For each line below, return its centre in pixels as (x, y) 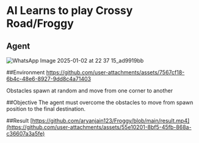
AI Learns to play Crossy (70, 11)
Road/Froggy (40, 23)
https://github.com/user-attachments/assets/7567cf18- (115, 72)
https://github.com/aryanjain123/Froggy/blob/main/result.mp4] (111, 120)
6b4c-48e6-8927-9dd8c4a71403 (49, 79)
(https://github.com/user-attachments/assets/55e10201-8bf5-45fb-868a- (99, 127)
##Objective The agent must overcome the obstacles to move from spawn (100, 102)
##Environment (26, 72)
